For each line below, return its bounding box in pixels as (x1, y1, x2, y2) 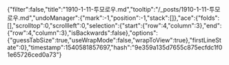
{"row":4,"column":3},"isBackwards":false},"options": (7, 29, 159, 37)
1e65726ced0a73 (7, 51, 57, 59)
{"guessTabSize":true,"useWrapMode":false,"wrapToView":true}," (7, 36, 193, 44)
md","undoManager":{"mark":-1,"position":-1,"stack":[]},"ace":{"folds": (19, 14, 220, 22)
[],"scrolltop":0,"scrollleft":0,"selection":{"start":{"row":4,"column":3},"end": (7, 22, 222, 29)
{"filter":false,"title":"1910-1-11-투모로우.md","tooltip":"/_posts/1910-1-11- (7, 5, 210, 13)
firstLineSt (192, 36, 222, 44)
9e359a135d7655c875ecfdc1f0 (134, 43, 223, 51)
